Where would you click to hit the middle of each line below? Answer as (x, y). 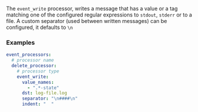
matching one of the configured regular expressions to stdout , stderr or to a (99, 15)
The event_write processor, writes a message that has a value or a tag (92, 9)
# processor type (38, 71)
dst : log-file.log (44, 93)
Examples (21, 42)
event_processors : (29, 55)
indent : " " (38, 104)
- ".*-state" (43, 88)
